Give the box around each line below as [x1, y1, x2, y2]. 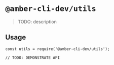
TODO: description [17, 18, 57, 24]
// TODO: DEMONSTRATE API [5, 55, 60, 60]
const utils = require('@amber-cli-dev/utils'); [5, 46, 110, 51]
